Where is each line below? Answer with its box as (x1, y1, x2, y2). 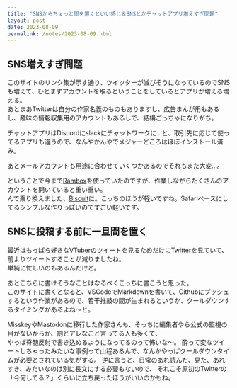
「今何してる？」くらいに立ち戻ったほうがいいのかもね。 (7, 373, 175, 382)
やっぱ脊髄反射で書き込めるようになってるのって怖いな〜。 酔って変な (7, 338, 213, 346)
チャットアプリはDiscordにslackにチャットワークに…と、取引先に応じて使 (7, 129, 224, 137)
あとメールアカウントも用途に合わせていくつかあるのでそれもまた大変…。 (7, 161, 224, 170)
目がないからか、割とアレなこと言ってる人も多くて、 (7, 329, 161, 337)
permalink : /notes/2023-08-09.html (7, 30, 112, 38)
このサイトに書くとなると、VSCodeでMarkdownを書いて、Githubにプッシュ (7, 287, 230, 296)
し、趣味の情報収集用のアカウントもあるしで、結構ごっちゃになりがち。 (7, 114, 218, 122)
